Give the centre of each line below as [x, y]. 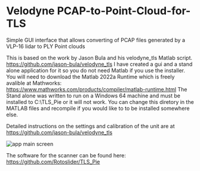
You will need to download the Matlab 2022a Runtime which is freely [90, 77]
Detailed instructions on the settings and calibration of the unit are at [90, 126]
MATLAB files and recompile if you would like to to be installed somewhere [98, 108]
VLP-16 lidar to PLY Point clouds [46, 46]
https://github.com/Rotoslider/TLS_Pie [53, 161]
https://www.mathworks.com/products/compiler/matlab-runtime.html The [97, 89]
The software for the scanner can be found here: [66, 155]
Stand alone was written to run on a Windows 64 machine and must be [93, 96]
